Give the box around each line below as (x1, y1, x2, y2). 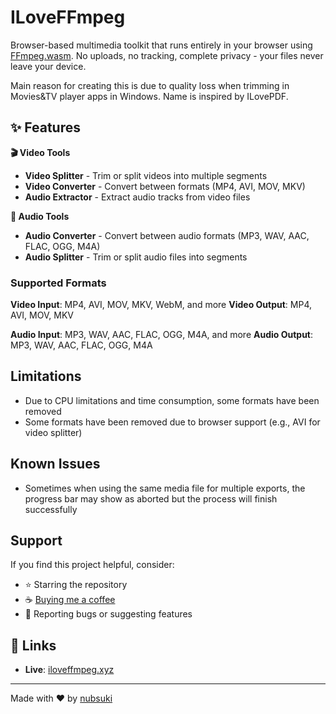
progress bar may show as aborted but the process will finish (24, 492, 278, 505)
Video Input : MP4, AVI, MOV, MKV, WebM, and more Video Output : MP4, (10, 299, 313, 311)
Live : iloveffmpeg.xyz (24, 664, 115, 676)
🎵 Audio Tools (10, 210, 70, 222)
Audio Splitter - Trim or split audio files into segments (24, 251, 248, 263)
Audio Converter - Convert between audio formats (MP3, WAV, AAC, (24, 229, 310, 241)
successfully (24, 503, 78, 515)
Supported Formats (10, 276, 107, 290)
